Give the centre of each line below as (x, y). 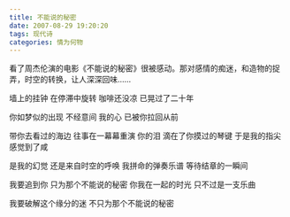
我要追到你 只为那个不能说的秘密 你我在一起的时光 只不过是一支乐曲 (133, 185)
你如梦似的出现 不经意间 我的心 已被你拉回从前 (94, 117)
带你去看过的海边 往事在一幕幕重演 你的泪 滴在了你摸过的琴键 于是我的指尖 (145, 136)
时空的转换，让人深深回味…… (78, 80)
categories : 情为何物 (46, 42)
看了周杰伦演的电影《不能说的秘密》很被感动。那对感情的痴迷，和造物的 (141, 68)
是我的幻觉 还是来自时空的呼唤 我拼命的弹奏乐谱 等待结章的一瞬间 (129, 166)
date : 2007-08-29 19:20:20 (59, 26)
